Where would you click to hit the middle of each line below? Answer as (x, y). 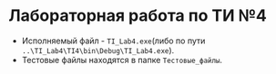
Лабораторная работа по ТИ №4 (138, 16)
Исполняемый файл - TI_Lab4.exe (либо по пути (113, 41)
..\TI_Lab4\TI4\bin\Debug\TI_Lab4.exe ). (98, 50)
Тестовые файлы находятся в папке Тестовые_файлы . (122, 60)
